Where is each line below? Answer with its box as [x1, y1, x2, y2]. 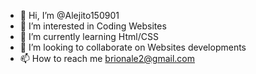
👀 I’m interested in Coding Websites [19, 20, 167, 32]
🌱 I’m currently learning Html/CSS [19, 31, 159, 42]
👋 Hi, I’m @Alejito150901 [19, 10, 120, 21]
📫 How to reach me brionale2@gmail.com [19, 53, 196, 64]
